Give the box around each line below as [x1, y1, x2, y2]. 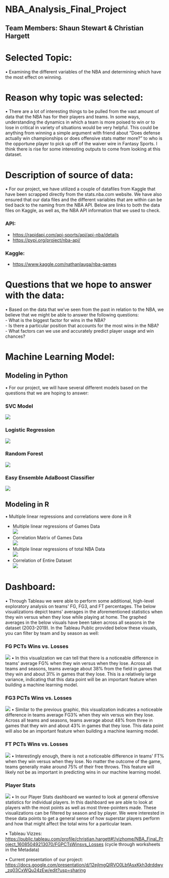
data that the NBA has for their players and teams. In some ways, [5, 114, 140, 120]
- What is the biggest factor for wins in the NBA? [5, 317, 106, 323]
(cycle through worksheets [104, 842, 160, 848]
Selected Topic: [5, 52, 72, 63]
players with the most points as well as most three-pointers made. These [5, 805, 156, 811]
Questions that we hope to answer [5, 279, 152, 291]
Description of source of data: [5, 169, 134, 181]
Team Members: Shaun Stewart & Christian [5, 24, 144, 32]
